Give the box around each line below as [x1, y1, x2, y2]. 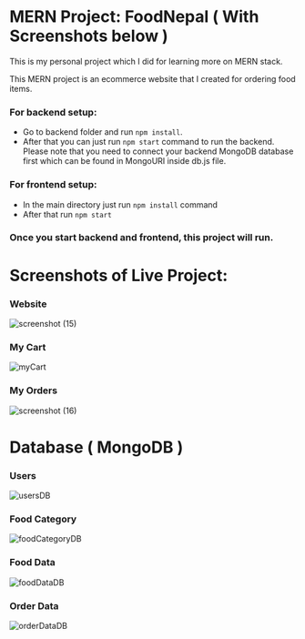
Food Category [9, 512, 77, 525]
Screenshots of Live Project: [9, 265, 229, 286]
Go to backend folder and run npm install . [22, 127, 183, 137]
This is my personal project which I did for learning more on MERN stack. [9, 56, 283, 66]
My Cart [9, 340, 46, 353]
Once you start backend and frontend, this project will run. [9, 231, 274, 244]
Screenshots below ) [9, 25, 168, 46]
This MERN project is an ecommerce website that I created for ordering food [9, 73, 296, 84]
